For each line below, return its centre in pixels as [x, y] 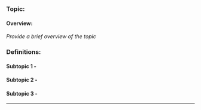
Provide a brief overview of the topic [51, 36]
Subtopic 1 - [22, 66]
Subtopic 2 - [22, 80]
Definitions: [24, 52]
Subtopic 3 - [22, 93]
